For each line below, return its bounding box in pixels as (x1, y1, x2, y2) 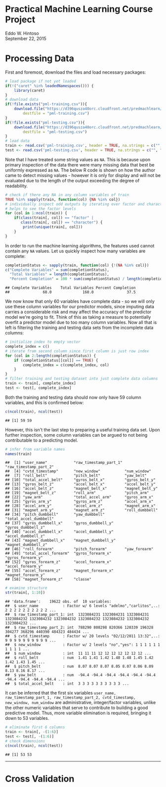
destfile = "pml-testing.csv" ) (23, 129, 87, 134)
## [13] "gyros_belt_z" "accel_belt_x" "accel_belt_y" (5, 482, 156, 487)
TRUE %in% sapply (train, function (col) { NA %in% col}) (5, 197, 121, 202)
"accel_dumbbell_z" (5, 534, 45, 539)
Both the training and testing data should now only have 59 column (5, 394, 142, 400)
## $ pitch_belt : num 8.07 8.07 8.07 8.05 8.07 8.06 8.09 (5, 664, 154, 669)
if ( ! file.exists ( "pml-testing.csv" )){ (5, 120, 85, 125)
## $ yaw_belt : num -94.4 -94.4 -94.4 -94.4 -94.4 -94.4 (5, 673, 156, 678)
